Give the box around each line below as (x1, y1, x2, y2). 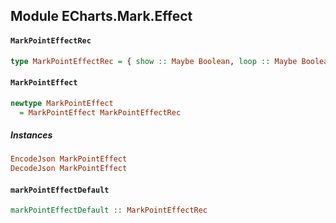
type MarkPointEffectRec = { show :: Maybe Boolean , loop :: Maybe (10, 56, 298, 66)
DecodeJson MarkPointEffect (10, 164, 128, 174)
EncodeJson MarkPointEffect (10, 154, 128, 164)
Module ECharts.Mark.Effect (10, 8, 193, 25)
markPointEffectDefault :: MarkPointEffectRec (10, 205, 208, 216)
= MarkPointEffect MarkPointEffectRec (19, 107, 182, 118)
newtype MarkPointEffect (10, 98, 114, 108)
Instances (10, 129, 53, 141)
